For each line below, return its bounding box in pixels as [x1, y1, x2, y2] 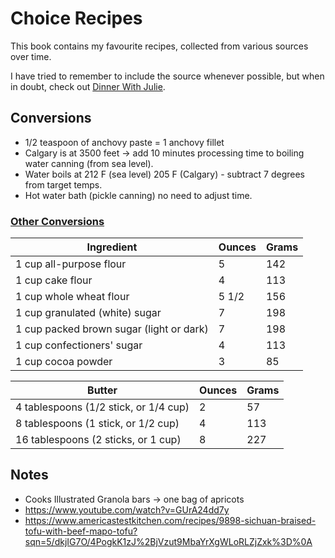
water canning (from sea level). [24, 157, 154, 169]
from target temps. [24, 178, 103, 191]
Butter [87, 383, 118, 397]
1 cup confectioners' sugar [15, 338, 143, 352]
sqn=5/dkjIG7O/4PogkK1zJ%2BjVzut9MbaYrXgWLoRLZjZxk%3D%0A [24, 535, 313, 547]
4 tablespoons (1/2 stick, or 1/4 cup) [15, 400, 190, 414]
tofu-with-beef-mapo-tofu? [24, 525, 138, 537]
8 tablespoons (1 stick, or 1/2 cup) [15, 417, 180, 431]
